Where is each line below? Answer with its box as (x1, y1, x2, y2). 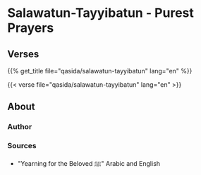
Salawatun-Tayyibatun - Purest (7, 5, 194, 21)
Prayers (7, 20, 54, 36)
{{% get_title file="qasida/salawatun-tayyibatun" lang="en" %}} (7, 67, 193, 75)
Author (7, 122, 32, 132)
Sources (7, 141, 37, 151)
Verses (7, 48, 39, 60)
